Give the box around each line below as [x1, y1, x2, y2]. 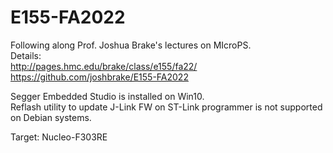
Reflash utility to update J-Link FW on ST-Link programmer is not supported [10, 101, 323, 113]
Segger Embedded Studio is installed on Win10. [10, 90, 205, 102]
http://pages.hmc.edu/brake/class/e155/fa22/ [10, 60, 198, 72]
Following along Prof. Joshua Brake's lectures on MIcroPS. [10, 39, 252, 51]
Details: [10, 49, 42, 61]
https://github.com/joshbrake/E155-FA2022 [10, 71, 189, 83]
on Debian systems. [10, 111, 92, 123]
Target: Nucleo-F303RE [10, 131, 108, 143]
